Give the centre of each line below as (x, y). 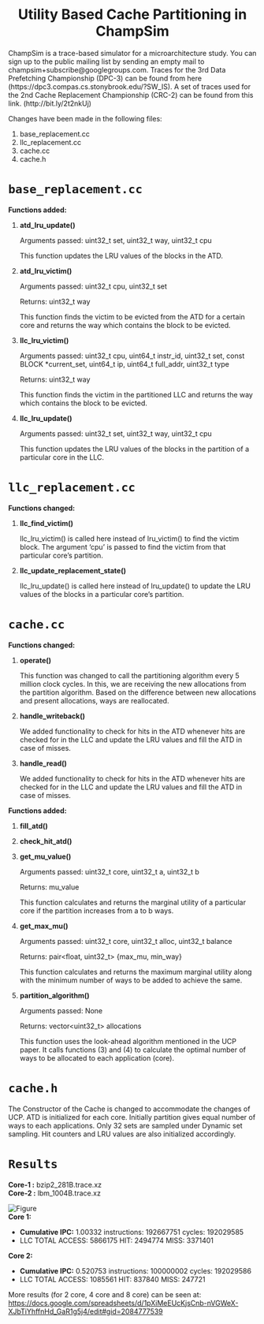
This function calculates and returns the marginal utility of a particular (133, 902)
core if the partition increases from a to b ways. (97, 910)
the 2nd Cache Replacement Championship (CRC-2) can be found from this (131, 95)
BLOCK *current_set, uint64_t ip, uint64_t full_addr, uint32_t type (125, 364)
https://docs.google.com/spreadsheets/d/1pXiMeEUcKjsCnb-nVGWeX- (123, 1303)
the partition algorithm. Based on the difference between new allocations (138, 692)
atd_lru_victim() (46, 270)
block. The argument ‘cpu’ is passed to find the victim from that (123, 546)
